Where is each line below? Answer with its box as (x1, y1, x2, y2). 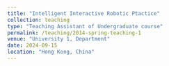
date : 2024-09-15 (7, 42, 58, 49)
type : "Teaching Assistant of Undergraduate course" (7, 23, 163, 30)
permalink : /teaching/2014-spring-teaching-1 (7, 29, 141, 36)
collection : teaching (7, 16, 70, 23)
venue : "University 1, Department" (7, 36, 111, 43)
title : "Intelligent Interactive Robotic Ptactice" (7, 10, 160, 17)
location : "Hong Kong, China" (7, 49, 95, 56)
